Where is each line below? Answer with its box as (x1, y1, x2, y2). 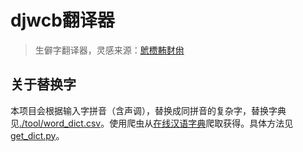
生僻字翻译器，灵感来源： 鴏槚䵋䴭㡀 (34, 44, 185, 56)
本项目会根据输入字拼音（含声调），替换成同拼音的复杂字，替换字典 (10, 104, 287, 116)
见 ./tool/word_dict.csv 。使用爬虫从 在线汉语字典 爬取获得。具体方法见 (10, 117, 294, 129)
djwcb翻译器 (10, 9, 115, 32)
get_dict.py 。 (10, 129, 65, 141)
